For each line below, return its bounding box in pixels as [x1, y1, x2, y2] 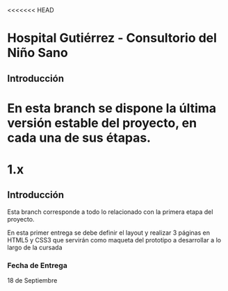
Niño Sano [7, 45, 68, 61]
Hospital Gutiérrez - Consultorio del [7, 31, 218, 46]
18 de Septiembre [7, 276, 58, 285]
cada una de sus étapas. [7, 130, 152, 145]
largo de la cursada [7, 243, 63, 251]
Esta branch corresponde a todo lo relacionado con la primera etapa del [7, 208, 213, 216]
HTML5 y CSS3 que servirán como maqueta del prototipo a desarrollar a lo [7, 235, 221, 244]
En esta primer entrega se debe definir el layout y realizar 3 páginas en [7, 228, 211, 237]
